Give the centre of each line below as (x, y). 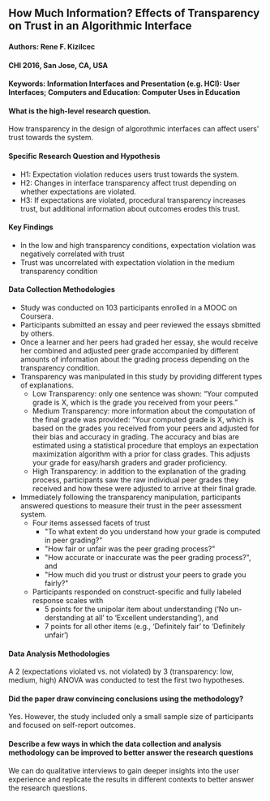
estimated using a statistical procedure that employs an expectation (146, 445)
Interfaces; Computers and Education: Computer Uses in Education (124, 92)
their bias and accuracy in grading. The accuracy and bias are (135, 436)
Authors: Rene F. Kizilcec (52, 46)
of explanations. (47, 385)
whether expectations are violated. (78, 191)
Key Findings (31, 227)
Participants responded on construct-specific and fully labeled (137, 592)
